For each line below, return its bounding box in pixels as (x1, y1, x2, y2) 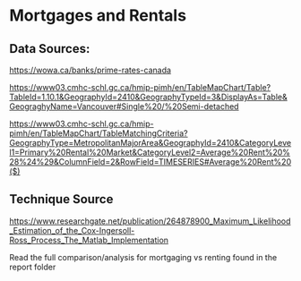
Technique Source (9, 192, 114, 207)
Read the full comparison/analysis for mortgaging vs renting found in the (9, 251, 278, 262)
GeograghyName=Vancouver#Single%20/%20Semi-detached (9, 101, 239, 112)
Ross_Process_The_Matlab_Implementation (9, 234, 168, 245)
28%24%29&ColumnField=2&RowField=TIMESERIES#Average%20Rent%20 (9, 157, 292, 166)
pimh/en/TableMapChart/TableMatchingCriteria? (9, 128, 188, 139)
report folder (9, 261, 56, 272)
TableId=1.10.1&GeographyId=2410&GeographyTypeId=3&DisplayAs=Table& (9, 91, 288, 102)
